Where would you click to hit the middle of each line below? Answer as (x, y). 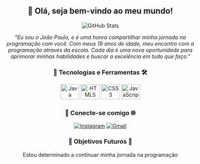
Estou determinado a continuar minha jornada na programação (100, 154)
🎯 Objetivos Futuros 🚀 (100, 142)
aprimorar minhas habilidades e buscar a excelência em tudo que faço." (100, 56)
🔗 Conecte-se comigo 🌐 (100, 113)
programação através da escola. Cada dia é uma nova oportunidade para (100, 50)
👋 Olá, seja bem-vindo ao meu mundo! (100, 11)
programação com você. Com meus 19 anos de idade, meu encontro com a (100, 43)
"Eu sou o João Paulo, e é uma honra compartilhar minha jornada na (100, 37)
